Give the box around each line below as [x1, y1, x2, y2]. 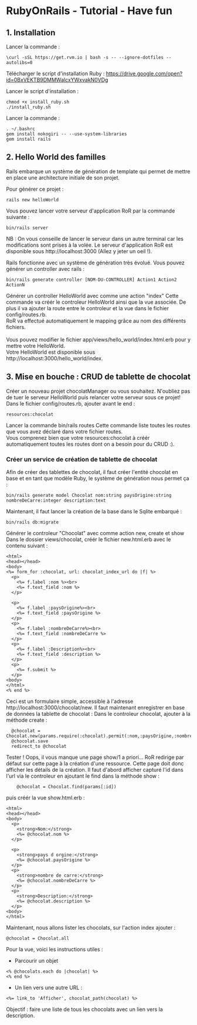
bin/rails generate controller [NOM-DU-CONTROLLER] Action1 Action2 [6, 277, 177, 283]
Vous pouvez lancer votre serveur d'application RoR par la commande [6, 207, 175, 214]
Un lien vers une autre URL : [14, 984, 83, 991]
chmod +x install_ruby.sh [6, 99, 69, 105]
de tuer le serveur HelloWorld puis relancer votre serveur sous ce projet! [6, 393, 181, 401]
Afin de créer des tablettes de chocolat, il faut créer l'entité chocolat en [6, 468, 178, 475]
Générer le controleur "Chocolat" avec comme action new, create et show [6, 529, 185, 536]
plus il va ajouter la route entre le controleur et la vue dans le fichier [6, 304, 169, 311]
